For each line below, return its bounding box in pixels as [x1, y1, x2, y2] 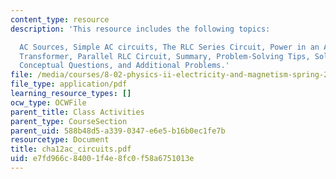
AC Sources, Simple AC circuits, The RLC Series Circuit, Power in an [19, 42, 320, 52]
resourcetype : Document [10, 135, 110, 145]
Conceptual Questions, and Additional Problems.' [19, 61, 230, 71]
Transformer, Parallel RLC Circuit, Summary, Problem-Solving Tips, [19, 51, 311, 61]
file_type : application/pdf [10, 79, 128, 90]
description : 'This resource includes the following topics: [10, 24, 271, 34]
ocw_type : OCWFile [10, 97, 87, 108]
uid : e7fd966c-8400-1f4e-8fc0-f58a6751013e [10, 154, 195, 164]
